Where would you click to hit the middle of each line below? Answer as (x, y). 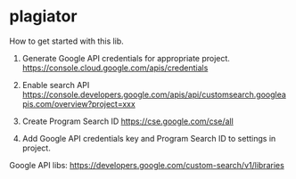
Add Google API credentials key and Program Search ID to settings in (149, 138)
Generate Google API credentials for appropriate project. (126, 58)
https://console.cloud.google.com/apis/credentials (115, 68)
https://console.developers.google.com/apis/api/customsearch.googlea (154, 94)
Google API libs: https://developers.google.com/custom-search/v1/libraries (147, 165)
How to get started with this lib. (67, 41)
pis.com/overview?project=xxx (78, 103)
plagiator (43, 16)
